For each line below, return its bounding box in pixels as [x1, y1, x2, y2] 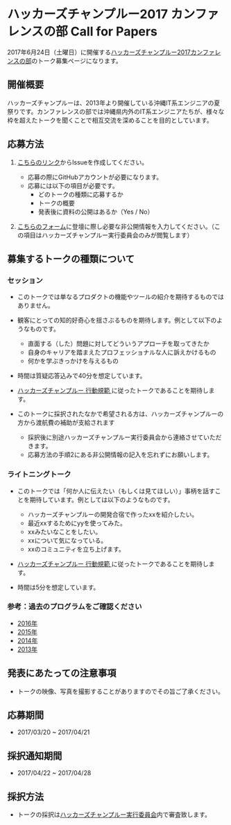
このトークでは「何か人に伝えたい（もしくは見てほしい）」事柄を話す [17, 486, 215, 495]
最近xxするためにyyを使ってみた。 [27, 518, 126, 527]
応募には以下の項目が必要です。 [27, 181, 119, 189]
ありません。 [17, 301, 54, 309]
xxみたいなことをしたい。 [27, 527, 102, 536]
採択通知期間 [7, 750, 62, 762]
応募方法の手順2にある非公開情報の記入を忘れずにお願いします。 [27, 450, 214, 459]
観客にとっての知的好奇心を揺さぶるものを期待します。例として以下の [17, 316, 217, 325]
